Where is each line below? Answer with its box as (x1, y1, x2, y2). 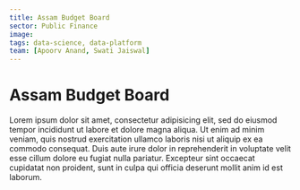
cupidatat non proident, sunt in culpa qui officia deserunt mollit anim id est (9, 162, 284, 173)
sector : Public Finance (9, 22, 99, 30)
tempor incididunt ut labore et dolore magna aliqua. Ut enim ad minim (9, 125, 265, 135)
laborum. (9, 172, 43, 183)
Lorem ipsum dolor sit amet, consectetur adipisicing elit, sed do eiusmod (9, 115, 278, 125)
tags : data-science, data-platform (9, 38, 142, 47)
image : (9, 30, 34, 39)
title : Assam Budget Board (9, 13, 110, 22)
